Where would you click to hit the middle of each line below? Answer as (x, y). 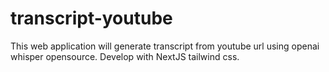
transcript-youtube (91, 18)
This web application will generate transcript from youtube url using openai (165, 46)
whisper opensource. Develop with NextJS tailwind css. (125, 56)
